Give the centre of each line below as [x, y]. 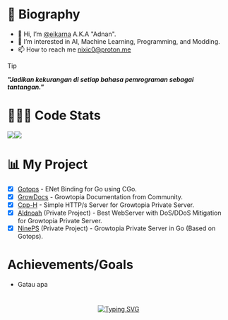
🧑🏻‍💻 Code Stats [54, 115]
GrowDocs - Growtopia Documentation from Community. [100, 196]
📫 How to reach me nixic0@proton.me [74, 49]
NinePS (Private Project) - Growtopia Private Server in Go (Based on [116, 228]
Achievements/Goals [71, 265]
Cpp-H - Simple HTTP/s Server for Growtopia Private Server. [106, 205]
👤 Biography [44, 14]
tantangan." [26, 87]
